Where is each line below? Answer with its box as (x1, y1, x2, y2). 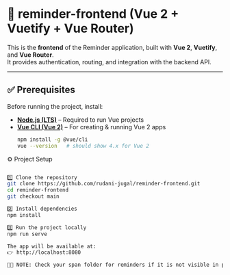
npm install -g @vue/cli (16, 136, 88, 143)
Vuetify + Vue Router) (7, 21, 135, 36)
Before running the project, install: (7, 102, 103, 110)
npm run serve (7, 231, 48, 237)
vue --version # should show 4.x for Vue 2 (16, 142, 149, 149)
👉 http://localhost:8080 (7, 249, 81, 256)
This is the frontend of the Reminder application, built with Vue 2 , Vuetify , (7, 43, 218, 51)
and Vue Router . (7, 51, 54, 59)
